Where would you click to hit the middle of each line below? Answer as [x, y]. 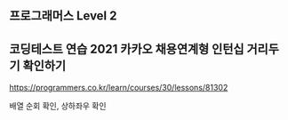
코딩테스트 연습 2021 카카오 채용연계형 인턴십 [127, 48]
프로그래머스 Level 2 [63, 16]
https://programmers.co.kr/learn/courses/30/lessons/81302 [119, 88]
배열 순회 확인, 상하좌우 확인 [58, 106]
